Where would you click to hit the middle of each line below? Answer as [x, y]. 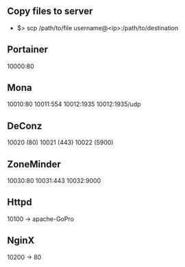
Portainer [28, 50]
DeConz [25, 126]
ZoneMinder [34, 164]
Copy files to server [50, 11]
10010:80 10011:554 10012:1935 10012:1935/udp [74, 104]
